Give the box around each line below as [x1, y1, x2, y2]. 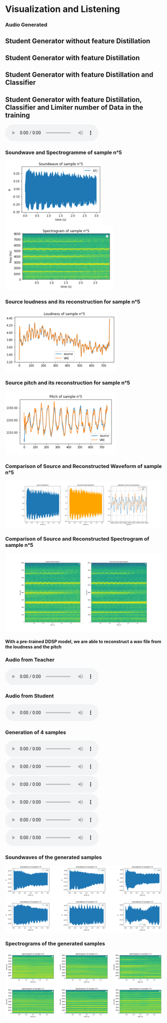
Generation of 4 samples [5, 729, 66, 736]
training [5, 111, 30, 119]
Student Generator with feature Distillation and [5, 71, 154, 79]
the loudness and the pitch [5, 644, 62, 650]
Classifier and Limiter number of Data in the [5, 103, 144, 112]
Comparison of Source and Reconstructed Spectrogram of [5, 535, 150, 542]
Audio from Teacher [5, 657, 55, 664]
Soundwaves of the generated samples [5, 854, 102, 861]
